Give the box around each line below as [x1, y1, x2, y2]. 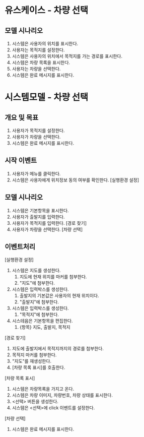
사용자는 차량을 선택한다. [12, 66, 61, 72]
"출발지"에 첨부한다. [19, 299, 59, 305]
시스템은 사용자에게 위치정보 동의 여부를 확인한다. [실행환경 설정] [12, 177, 139, 183]
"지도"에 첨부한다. [19, 280, 55, 286]
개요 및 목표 [5, 113, 39, 121]
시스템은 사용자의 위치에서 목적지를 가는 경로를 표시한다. [12, 53, 123, 59]
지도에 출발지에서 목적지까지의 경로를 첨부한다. [12, 346, 104, 352]
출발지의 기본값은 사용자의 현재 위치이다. [19, 293, 99, 299]
